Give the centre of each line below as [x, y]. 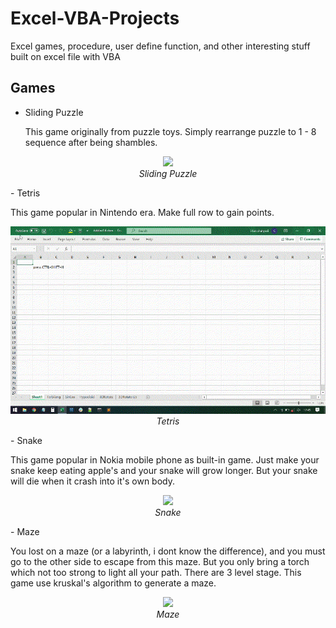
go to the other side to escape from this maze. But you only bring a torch [160, 561]
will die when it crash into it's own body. [93, 481]
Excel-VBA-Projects [95, 18]
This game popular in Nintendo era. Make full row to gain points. [142, 212]
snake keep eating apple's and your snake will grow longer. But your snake [164, 470]
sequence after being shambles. [91, 142]
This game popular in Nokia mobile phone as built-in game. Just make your [165, 459]
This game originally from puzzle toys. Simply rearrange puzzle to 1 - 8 [170, 131]
